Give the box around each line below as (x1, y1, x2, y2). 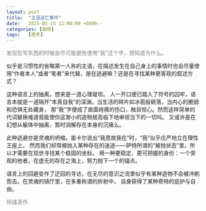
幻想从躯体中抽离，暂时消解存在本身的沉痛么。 (6, 121, 124, 128)
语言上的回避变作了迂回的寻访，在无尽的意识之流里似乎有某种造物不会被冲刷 (6, 170, 200, 177)
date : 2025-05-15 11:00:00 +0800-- (6, 20, 103, 26)
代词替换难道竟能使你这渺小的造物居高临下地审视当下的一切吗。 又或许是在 (6, 114, 196, 121)
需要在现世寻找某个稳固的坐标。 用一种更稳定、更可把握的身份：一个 (17, 149, 191, 157)
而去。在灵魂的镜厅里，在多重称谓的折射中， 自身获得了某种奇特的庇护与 (6, 178, 191, 185)
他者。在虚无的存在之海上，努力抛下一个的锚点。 (17, 157, 141, 165)
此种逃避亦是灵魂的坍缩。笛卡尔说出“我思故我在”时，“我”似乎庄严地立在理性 (6, 134, 199, 141)
